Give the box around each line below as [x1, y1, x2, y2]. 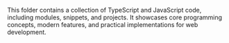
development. [7, 28, 46, 36]
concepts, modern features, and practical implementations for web [7, 21, 198, 28]
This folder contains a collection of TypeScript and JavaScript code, [7, 6, 202, 14]
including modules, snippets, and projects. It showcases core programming [7, 13, 223, 21]
